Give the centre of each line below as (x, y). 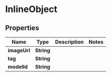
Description (70, 42)
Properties (22, 28)
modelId (18, 67)
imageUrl (19, 50)
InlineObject (31, 9)
